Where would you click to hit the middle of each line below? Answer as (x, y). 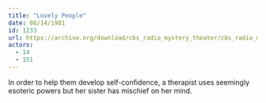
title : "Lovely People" (47, 15)
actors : (21, 45)
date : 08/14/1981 (37, 23)
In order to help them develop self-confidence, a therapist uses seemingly (129, 82)
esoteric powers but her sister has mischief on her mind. (100, 90)
